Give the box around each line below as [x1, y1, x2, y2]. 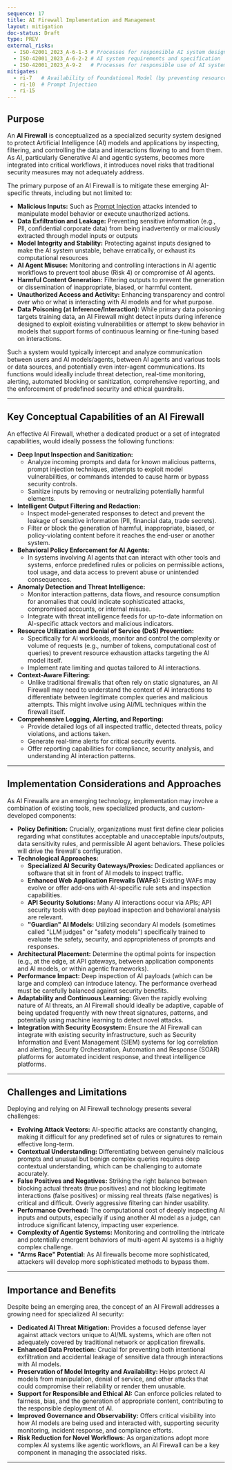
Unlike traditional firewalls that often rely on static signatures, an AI [27, 678, 218, 686]
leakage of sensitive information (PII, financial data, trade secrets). [27, 516, 217, 524]
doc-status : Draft [7, 29, 60, 37]
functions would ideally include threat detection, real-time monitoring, [7, 369, 206, 378]
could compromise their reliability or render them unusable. [17, 1382, 186, 1390]
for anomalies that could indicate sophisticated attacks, [27, 597, 185, 605]
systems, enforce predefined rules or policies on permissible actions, [27, 560, 224, 569]
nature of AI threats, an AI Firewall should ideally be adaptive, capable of [17, 1001, 224, 1009]
